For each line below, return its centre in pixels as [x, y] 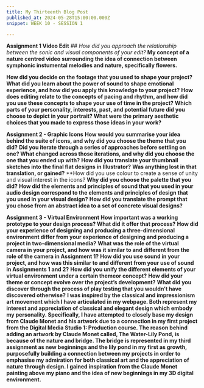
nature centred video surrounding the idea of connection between [92, 59]
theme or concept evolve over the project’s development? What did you [99, 282]
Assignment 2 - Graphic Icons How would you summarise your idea [93, 134]
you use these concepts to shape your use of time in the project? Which [99, 103]
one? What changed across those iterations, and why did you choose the [100, 154]
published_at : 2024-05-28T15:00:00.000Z [58, 18]
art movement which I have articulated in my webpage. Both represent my [102, 302]
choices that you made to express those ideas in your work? [84, 123]
